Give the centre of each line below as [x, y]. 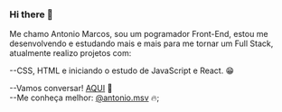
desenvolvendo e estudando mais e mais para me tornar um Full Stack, [141, 43]
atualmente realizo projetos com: [70, 53]
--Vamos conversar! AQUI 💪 [61, 89]
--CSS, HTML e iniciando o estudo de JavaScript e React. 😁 [122, 70]
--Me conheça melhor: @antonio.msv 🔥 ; [85, 98]
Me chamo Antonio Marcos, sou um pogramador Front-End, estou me [139, 34]
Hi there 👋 [32, 14]
